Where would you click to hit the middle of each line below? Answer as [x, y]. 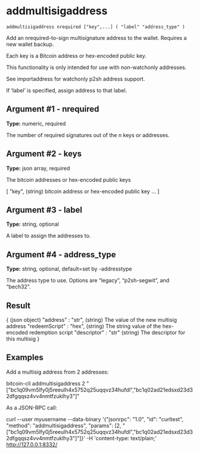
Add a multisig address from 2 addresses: [57, 372]
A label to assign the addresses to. [49, 236]
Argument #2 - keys [44, 154]
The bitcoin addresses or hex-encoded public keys [69, 179]
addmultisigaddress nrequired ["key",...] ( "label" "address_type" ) [96, 27]
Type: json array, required [38, 168]
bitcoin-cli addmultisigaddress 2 [46, 383]
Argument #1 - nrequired [53, 109]
